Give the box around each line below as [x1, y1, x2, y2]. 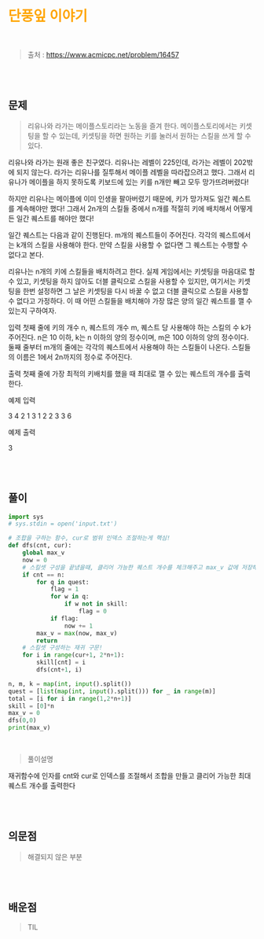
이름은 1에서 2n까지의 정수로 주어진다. [16, 352, 133, 362]
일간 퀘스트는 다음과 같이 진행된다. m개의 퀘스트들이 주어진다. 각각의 [8, 230, 218, 240]
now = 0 [22, 556, 47, 564]
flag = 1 [49, 585, 79, 594]
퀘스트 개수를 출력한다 [8, 781, 76, 790]
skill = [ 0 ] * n [8, 701, 55, 710]
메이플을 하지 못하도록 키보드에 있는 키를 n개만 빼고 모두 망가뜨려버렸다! [28, 177, 249, 186]
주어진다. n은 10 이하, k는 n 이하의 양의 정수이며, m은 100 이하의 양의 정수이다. [8, 332, 249, 342]
